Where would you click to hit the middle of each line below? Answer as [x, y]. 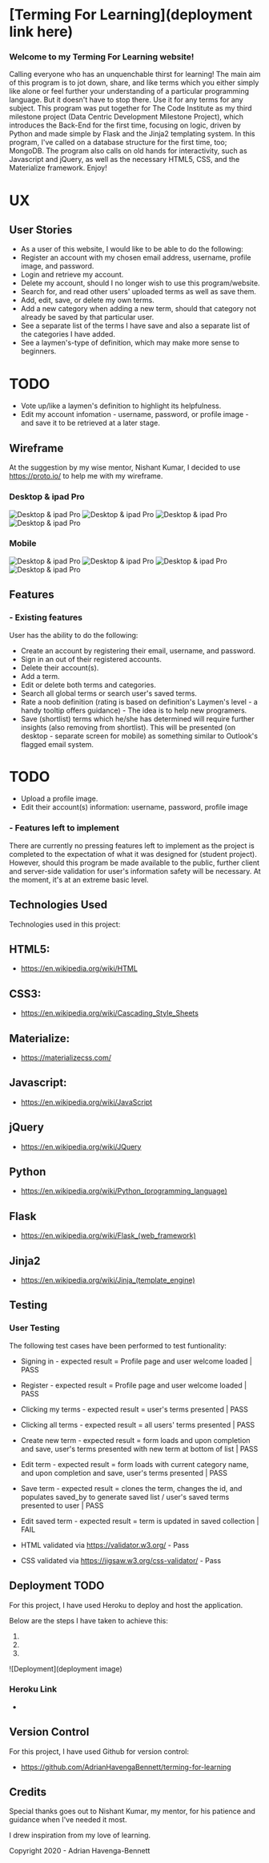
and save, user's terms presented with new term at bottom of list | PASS [139, 1449]
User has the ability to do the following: [74, 635]
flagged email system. [57, 744]
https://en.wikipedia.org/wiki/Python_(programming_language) [124, 1191]
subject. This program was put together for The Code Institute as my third [130, 108]
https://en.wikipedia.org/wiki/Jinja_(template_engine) [108, 1280]
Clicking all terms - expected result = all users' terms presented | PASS [138, 1425]
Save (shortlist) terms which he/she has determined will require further [137, 718]
